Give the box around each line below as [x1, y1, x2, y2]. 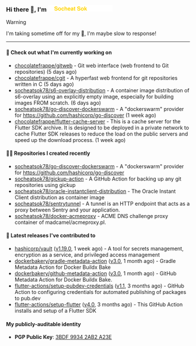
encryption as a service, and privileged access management [14, 251, 160, 258]
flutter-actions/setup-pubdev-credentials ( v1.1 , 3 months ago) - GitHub [14, 282, 185, 289]
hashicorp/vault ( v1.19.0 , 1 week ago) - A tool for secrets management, [14, 245, 184, 252]
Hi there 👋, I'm [6, 5, 47, 13]
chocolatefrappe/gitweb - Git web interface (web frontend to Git [14, 62, 169, 69]
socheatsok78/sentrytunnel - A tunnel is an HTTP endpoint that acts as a [14, 200, 190, 207]
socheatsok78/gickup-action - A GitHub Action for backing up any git [14, 175, 182, 182]
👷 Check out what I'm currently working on [6, 49, 112, 56]
